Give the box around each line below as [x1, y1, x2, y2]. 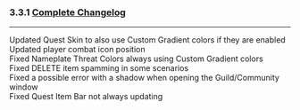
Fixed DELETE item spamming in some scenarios [9, 63, 189, 74]
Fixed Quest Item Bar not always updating [9, 91, 163, 102]
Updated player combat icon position [9, 44, 146, 55]
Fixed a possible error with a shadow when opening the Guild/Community [9, 73, 279, 83]
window [9, 82, 38, 92]
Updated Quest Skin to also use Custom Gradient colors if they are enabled [9, 35, 286, 45]
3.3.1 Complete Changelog [9, 6, 127, 19]
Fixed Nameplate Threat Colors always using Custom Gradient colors [9, 53, 263, 64]
